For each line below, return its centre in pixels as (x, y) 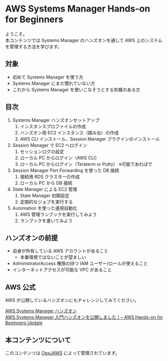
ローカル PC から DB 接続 (46, 183)
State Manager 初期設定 (45, 195)
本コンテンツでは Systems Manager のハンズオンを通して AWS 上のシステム (84, 40)
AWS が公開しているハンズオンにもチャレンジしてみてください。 (72, 300)
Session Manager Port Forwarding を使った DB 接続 (66, 170)
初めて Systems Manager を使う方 (48, 77)
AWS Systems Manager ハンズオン (41, 311)
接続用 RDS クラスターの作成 (50, 176)
